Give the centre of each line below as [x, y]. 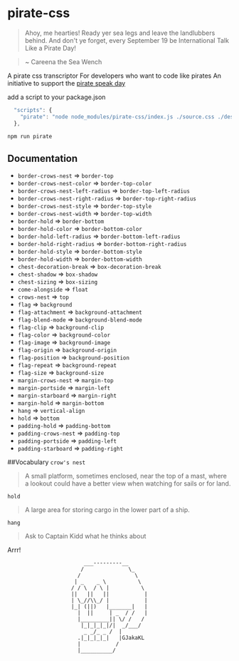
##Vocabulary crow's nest [47, 462]
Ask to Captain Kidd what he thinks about [85, 536]
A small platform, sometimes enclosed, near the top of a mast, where [126, 476]
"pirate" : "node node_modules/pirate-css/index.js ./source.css [117, 117]
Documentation [43, 158]
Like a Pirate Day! [51, 48]
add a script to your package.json [57, 97]
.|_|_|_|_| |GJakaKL [111, 638]
